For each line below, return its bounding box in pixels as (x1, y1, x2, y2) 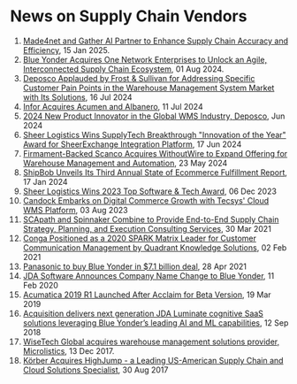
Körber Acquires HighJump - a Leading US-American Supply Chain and (22, 355, 284, 365)
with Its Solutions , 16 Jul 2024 (22, 91, 133, 103)
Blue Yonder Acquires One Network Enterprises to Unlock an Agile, (22, 54, 268, 65)
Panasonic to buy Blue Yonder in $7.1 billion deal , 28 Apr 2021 (22, 261, 247, 272)
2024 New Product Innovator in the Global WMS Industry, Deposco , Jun (22, 111, 286, 121)
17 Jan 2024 (22, 176, 69, 187)
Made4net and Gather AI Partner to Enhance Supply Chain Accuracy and (22, 35, 288, 46)
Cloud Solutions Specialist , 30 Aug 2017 (22, 365, 169, 375)
